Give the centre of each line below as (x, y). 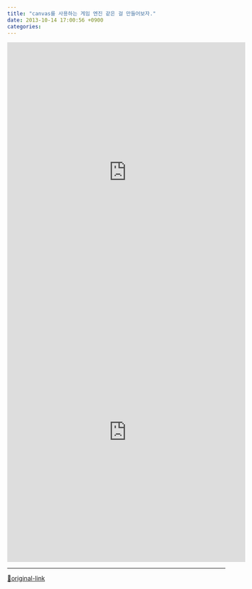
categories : (24, 26)
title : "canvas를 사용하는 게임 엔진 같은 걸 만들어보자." (82, 14)
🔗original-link (26, 579)
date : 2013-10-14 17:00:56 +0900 (55, 20)
